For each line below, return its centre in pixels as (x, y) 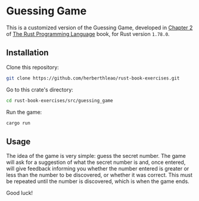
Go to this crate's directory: (40, 89)
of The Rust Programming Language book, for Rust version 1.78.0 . (88, 33)
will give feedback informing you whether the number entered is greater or (98, 169)
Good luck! (20, 193)
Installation (27, 53)
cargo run (18, 123)
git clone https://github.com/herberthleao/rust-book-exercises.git (93, 78)
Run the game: (24, 112)
